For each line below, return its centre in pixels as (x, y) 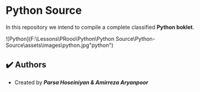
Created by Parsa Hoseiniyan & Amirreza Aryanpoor (81, 82)
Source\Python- (135, 38)
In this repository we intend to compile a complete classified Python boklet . (100, 27)
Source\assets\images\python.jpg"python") (60, 45)
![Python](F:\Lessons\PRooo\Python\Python (60, 38)
